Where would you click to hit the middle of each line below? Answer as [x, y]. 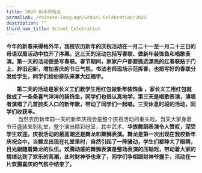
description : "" [26, 23]
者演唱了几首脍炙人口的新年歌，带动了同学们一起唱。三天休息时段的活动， [98, 104]
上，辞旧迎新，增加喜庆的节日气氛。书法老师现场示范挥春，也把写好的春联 [98, 69]
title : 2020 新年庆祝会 [34, 12]
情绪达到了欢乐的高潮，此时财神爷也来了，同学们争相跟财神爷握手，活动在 [98, 157]
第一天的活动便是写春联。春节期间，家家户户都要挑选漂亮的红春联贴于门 [106, 61]
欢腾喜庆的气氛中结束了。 [43, 164]
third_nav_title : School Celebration [54, 29]
